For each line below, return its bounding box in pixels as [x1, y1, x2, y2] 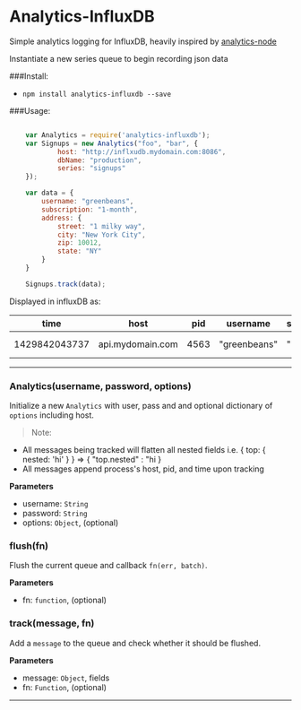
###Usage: [9, 105, 51, 116]
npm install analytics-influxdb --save [21, 90, 172, 99]
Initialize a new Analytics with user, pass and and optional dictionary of [9, 401, 273, 411]
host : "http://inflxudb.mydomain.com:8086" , [56, 147, 227, 156]
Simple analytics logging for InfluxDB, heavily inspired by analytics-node [9, 36, 278, 47]
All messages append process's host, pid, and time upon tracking [21, 463, 264, 474]
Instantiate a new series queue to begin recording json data [9, 53, 228, 64]
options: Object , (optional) [21, 517, 119, 528]
